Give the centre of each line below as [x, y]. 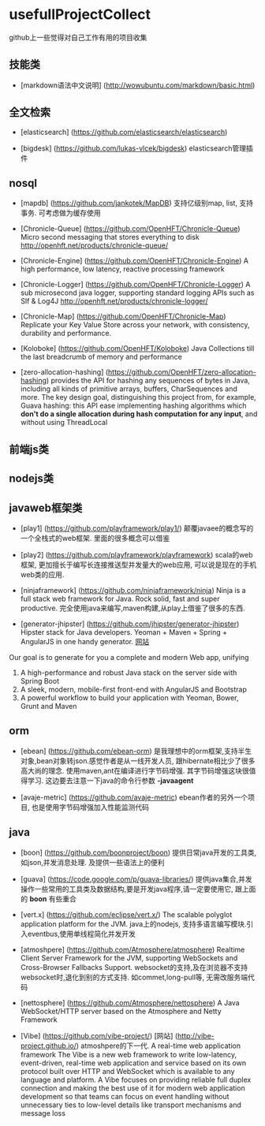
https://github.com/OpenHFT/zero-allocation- [182, 372]
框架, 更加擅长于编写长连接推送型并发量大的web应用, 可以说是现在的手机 [138, 565]
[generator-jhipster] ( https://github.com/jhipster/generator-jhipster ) [130, 624]
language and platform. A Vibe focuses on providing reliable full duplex [136, 1079]
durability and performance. [66, 334]
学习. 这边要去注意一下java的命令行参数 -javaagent [110, 780]
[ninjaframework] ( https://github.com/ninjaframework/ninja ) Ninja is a [133, 590]
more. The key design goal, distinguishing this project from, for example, [138, 397]
